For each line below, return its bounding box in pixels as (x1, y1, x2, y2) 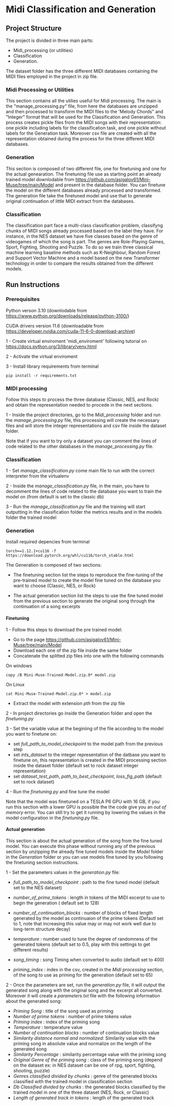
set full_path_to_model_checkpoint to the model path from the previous (13, 741, 163, 747)
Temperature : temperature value (13, 1024, 83, 1030)
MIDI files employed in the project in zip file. (6, 73, 99, 80)
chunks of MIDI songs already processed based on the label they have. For (6, 228, 164, 234)
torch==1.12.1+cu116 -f (6, 548, 57, 554)
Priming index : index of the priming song (13, 1019, 100, 1025)
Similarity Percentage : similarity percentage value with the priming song (13, 1051, 166, 1057)
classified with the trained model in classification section (13, 1078, 133, 1085)
